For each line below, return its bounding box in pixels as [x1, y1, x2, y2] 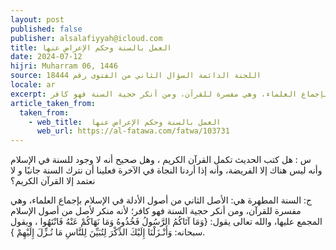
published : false [10, 24, 83, 34]
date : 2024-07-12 [10, 52, 83, 62]
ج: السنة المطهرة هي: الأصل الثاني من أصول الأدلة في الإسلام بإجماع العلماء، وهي [10, 194, 313, 206]
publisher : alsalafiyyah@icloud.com [10, 33, 163, 43]
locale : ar [10, 80, 56, 90]
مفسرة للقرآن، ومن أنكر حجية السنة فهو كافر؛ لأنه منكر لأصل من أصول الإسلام [10, 205, 302, 217]
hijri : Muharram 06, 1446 [10, 61, 118, 71]
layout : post [10, 14, 65, 25]
